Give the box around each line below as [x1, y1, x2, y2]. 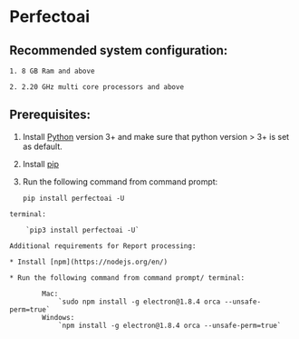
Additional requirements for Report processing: [9, 241, 197, 251]
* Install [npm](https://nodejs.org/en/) [9, 257, 169, 266]
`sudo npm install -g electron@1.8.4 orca [57, 297, 221, 306]
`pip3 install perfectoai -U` [25, 225, 140, 234]
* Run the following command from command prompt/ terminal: [9, 273, 246, 283]
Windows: [42, 313, 75, 322]
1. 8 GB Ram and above [9, 66, 95, 75]
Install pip [22, 158, 59, 169]
